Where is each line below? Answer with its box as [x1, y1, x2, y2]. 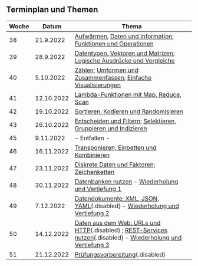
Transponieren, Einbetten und [74, 143, 157, 152]
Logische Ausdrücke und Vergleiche [74, 56, 175, 64]
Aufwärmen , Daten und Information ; [74, 32, 174, 40]
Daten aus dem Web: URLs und [74, 218, 161, 226]
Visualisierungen [74, 81, 121, 89]
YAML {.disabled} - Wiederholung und [74, 202, 180, 210]
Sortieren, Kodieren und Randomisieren [74, 107, 184, 116]
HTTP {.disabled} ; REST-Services [74, 226, 168, 234]
